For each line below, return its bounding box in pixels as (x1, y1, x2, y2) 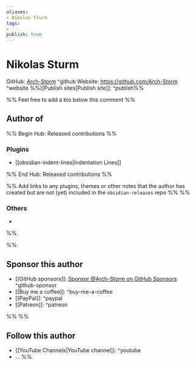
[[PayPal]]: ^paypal (15, 294, 63, 302)
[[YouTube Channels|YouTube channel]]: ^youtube (15, 347, 141, 354)
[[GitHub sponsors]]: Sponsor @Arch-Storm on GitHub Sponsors (15, 275, 177, 283)
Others (6, 204, 27, 213)
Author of (6, 114, 44, 124)
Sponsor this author (6, 259, 83, 269)
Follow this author (6, 330, 76, 341)
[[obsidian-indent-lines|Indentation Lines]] (15, 159, 121, 166)
